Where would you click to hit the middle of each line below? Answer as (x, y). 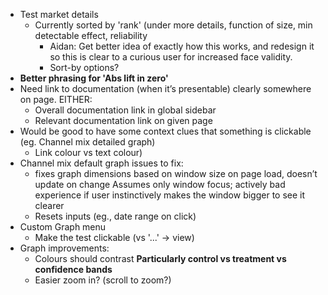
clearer (49, 205)
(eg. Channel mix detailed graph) (87, 142)
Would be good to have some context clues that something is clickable (165, 131)
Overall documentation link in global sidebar (125, 110)
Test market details (59, 14)
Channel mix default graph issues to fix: (101, 163)
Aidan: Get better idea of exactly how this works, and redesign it (182, 46)
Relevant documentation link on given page (123, 120)
